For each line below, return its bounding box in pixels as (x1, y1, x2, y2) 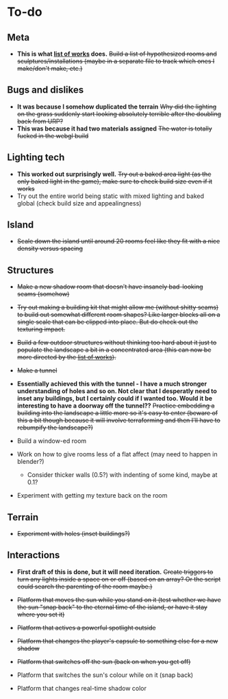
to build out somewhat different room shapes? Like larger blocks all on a (16, 311, 220, 319)
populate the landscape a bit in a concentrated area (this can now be (16, 346, 212, 354)
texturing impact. (16, 325, 66, 333)
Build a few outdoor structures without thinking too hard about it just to (16, 338, 217, 347)
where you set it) (16, 610, 65, 619)
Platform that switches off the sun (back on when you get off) (16, 657, 191, 665)
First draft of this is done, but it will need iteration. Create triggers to (16, 568, 214, 576)
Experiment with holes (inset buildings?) (16, 530, 130, 538)
